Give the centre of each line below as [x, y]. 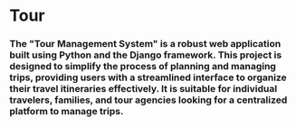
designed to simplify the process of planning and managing [143, 67]
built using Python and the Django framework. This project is [146, 55]
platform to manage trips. [67, 112]
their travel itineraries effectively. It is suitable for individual [143, 89]
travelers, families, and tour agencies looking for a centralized [148, 100]
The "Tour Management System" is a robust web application [145, 44]
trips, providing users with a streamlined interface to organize [148, 77]
